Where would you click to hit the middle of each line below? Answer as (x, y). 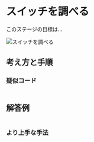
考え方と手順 (30, 62)
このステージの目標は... (34, 29)
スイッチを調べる (48, 12)
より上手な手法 (27, 132)
